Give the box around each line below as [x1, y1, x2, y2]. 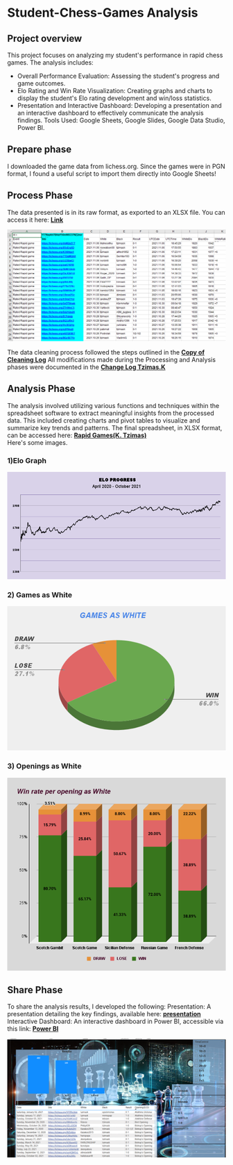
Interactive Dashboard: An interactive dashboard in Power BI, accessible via [7, 1017, 224, 1026]
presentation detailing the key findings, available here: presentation [7, 1010, 201, 1018]
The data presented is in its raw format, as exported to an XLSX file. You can [7, 208, 225, 216]
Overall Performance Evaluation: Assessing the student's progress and [17, 72, 220, 80]
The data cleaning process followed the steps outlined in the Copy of [7, 348, 205, 357]
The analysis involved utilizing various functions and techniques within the [7, 401, 220, 409]
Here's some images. [7, 438, 68, 446]
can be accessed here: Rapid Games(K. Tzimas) [7, 431, 147, 439]
